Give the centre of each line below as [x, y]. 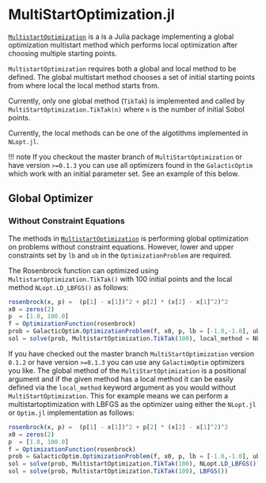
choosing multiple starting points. [63, 53]
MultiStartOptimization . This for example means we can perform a [118, 396]
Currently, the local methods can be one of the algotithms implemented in [128, 133]
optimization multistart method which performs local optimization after [123, 44]
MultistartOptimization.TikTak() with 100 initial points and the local [120, 279]
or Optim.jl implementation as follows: [71, 413]
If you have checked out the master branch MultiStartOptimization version [131, 353]
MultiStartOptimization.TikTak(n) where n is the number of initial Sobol [127, 109]
